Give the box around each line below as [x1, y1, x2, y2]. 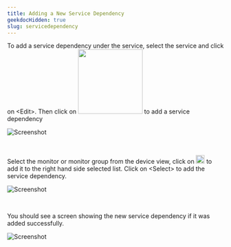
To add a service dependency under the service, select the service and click [7, 42, 224, 50]
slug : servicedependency [7, 23, 78, 30]
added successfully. [7, 219, 64, 228]
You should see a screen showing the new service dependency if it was [7, 212, 210, 220]
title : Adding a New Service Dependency [7, 10, 125, 17]
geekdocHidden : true [7, 17, 67, 23]
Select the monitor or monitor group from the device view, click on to [7, 158, 212, 166]
